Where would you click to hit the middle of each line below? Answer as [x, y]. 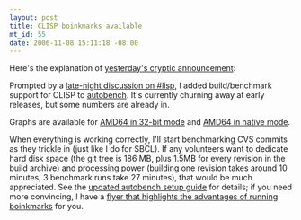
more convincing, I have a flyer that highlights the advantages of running [144, 197]
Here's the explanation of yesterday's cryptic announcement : [123, 68]
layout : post [34, 18]
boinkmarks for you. [46, 207]
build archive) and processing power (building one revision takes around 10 [148, 168]
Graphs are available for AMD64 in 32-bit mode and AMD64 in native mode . [150, 122]
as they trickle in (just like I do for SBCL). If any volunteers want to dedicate [149, 149]
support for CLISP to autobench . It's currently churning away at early [137, 95]
